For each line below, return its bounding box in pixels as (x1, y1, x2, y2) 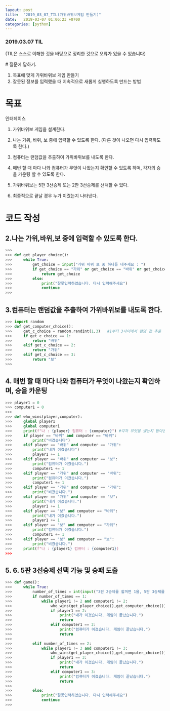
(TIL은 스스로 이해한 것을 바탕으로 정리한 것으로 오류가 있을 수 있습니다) (5, 50, 146, 56)
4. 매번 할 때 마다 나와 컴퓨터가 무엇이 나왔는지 (5, 377, 141, 385)
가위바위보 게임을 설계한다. (12, 126, 66, 132)
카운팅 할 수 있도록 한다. (18, 171, 66, 177)
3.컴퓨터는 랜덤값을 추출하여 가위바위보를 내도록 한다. (5, 305, 163, 314)
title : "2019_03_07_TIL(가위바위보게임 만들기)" (5, 12, 101, 17)
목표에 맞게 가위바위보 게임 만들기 (12, 72, 79, 78)
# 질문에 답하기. (5, 61, 37, 67)
